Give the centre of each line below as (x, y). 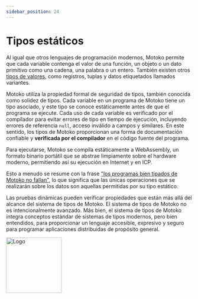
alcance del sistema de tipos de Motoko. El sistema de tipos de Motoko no (97, 204)
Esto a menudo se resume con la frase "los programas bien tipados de (92, 173)
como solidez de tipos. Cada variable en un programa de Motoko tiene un (95, 100)
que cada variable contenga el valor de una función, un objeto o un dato (94, 63)
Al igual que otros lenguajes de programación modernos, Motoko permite (95, 57)
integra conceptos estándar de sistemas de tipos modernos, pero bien (92, 216)
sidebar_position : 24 (33, 12)
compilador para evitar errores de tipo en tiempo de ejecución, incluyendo (97, 119)
